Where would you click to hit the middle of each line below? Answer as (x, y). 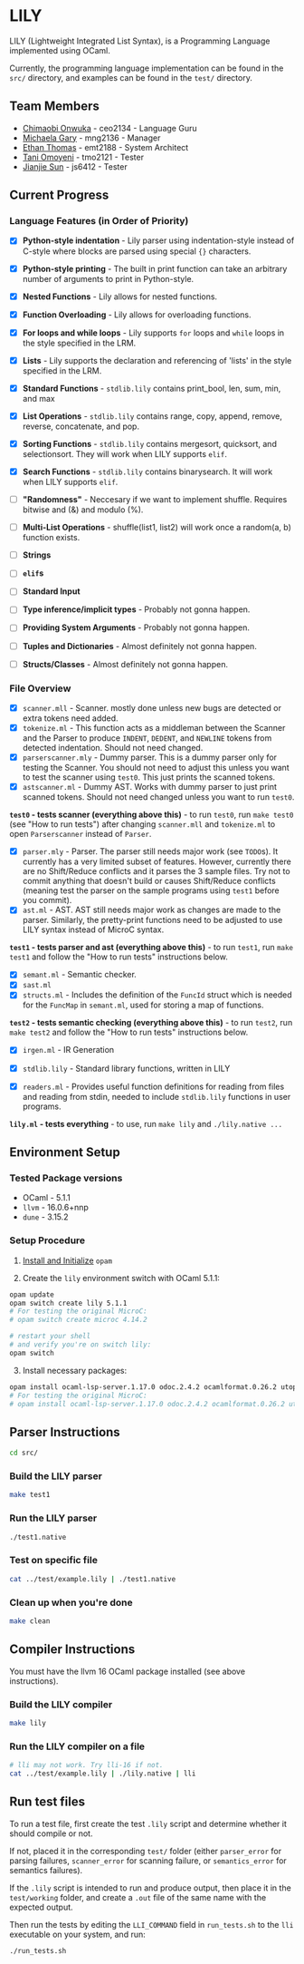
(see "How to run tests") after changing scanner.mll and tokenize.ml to (142, 824)
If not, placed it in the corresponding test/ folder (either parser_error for (146, 1851)
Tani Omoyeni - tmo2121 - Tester (83, 157)
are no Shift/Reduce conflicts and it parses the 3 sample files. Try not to (157, 871)
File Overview (40, 688)
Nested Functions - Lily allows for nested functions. (120, 297)
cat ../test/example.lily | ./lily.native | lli (103, 1774)
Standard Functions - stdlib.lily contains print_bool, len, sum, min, (152, 388)
